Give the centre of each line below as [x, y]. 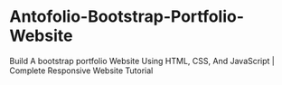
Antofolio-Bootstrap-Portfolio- [127, 17]
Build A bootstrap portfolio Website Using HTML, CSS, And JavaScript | [142, 61]
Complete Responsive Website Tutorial [81, 71]
